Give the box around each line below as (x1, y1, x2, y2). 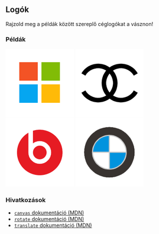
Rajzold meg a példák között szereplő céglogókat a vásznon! (5, 20, 154, 27)
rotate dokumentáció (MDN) (14, 216, 85, 223)
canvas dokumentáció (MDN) (14, 209, 85, 216)
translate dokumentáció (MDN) (14, 222, 92, 229)
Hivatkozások (5, 196, 46, 204)
